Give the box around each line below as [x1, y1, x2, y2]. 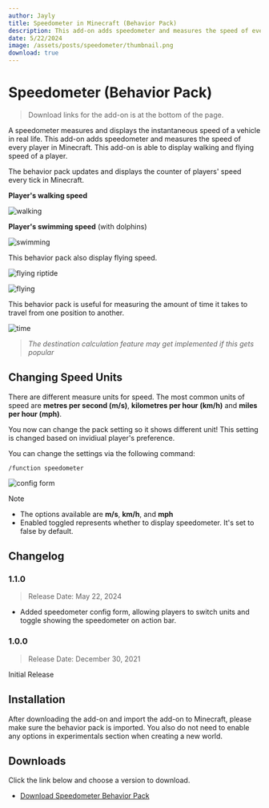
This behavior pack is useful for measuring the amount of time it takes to [8, 299, 248, 309]
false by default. [19, 526, 74, 535]
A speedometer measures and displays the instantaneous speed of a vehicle [8, 125, 261, 135]
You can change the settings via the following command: [8, 448, 195, 458]
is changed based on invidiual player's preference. [8, 433, 175, 442]
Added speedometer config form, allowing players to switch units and [19, 607, 250, 617]
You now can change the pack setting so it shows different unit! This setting [8, 424, 259, 434]
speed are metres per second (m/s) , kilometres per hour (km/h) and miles [8, 400, 258, 410]
